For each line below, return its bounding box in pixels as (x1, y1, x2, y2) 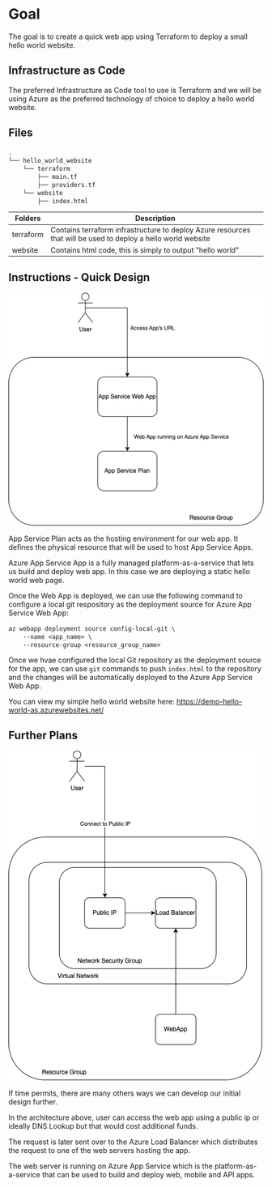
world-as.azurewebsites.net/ (8, 705, 104, 715)
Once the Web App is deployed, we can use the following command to (8, 590, 243, 600)
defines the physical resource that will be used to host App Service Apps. (8, 542, 253, 551)
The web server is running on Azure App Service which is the (8, 1161, 213, 1171)
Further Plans (8, 729, 79, 742)
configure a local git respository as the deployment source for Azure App (8, 599, 253, 609)
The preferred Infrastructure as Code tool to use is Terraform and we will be (8, 85, 261, 95)
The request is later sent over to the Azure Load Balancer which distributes (8, 1137, 258, 1147)
